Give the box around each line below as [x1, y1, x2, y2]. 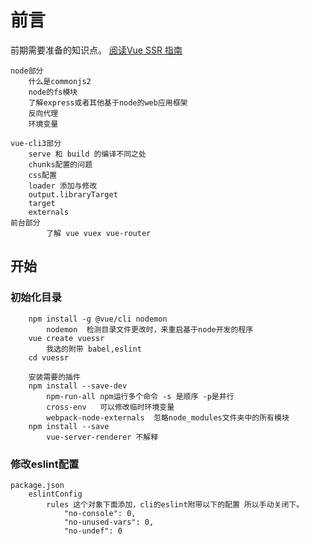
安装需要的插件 [28, 372, 81, 382]
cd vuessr [28, 352, 70, 363]
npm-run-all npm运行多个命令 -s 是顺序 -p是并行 [46, 391, 235, 401]
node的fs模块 [28, 87, 78, 97]
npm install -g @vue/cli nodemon [28, 314, 168, 324]
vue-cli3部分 [10, 138, 62, 148]
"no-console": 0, [63, 508, 137, 518]
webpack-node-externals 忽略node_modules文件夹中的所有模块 [46, 412, 290, 423]
